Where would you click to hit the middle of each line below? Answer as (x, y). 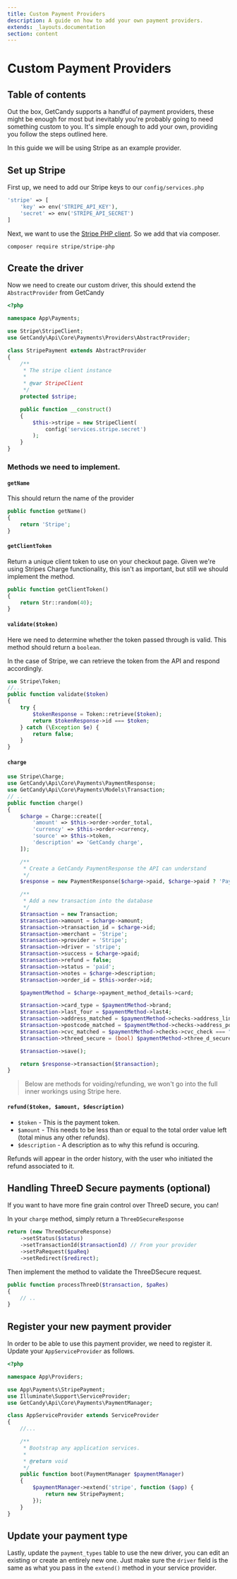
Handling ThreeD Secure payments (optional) (109, 1188)
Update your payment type (68, 1535)
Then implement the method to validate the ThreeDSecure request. (105, 1272)
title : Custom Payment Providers (56, 14)
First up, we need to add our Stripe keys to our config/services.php (106, 188)
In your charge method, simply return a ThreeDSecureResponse (96, 1219)
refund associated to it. (41, 1166)
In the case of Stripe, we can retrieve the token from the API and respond (114, 661)
